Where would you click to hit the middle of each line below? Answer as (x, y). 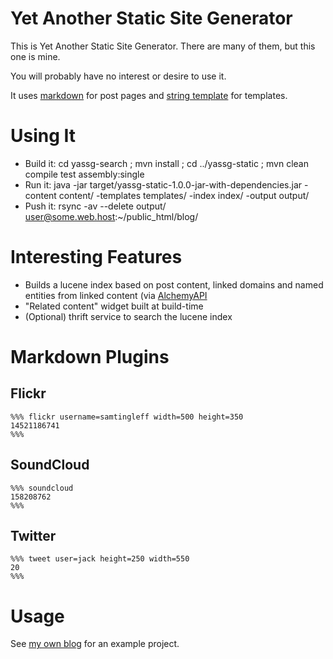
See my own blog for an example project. (95, 644)
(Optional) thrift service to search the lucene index (128, 316)
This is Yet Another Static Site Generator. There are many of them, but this (163, 46)
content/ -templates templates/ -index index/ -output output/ (184, 195)
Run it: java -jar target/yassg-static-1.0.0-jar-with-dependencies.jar (163, 184)
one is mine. (35, 56)
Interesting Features (96, 257)
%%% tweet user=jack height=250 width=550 (100, 559)
